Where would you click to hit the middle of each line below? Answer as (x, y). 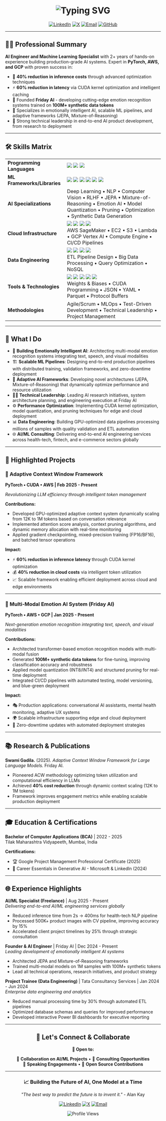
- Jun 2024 (17, 986)
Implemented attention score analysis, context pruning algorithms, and (84, 524)
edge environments (32, 587)
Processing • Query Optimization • (107, 263)
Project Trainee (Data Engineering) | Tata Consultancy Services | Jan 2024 (82, 981)
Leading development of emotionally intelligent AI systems (65, 951)
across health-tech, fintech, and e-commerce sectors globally (75, 440)
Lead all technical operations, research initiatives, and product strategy (84, 971)
